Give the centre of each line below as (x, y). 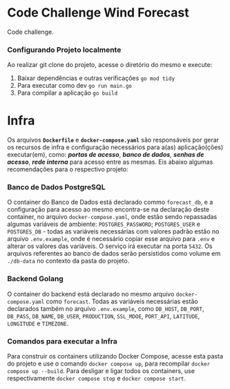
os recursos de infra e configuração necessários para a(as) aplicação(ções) (115, 147)
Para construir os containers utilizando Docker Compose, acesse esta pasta (115, 357)
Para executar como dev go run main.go (75, 86)
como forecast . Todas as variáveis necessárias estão (122, 301)
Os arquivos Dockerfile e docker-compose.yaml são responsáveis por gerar (113, 140)
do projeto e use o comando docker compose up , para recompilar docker (109, 363)
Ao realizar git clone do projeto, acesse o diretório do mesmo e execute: (110, 65)
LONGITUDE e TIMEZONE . (38, 323)
